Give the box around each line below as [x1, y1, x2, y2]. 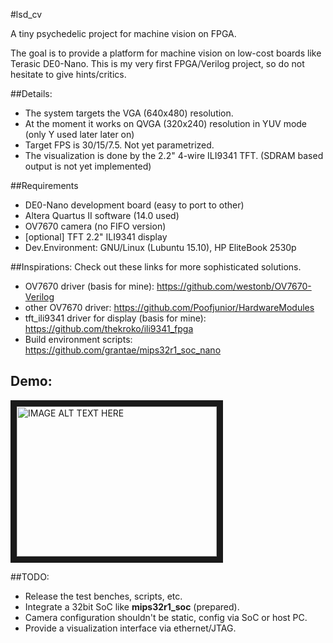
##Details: [10, 88, 53, 99]
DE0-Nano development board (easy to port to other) [24, 199, 245, 211]
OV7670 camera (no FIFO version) [24, 220, 167, 232]
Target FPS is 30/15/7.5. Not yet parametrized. [24, 139, 215, 151]
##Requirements [10, 180, 79, 191]
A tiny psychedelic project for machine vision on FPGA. [10, 28, 237, 39]
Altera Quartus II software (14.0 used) [24, 210, 180, 221]
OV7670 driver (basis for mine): [24, 280, 155, 292]
